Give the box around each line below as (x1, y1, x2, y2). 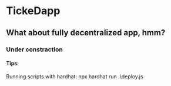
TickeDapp (6, 4, 61, 18)
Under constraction (6, 45, 63, 54)
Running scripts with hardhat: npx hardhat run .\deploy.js (6, 72, 143, 80)
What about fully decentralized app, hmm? (6, 28, 166, 38)
